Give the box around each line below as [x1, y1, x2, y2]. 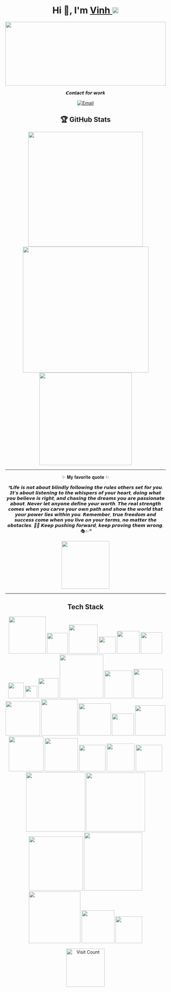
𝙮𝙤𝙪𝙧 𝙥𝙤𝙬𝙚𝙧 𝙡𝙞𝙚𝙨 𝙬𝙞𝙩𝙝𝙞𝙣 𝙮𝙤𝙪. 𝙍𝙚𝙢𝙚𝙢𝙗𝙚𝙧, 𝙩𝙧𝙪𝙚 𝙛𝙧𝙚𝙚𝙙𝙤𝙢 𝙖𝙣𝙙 [15, 511, 156, 517]
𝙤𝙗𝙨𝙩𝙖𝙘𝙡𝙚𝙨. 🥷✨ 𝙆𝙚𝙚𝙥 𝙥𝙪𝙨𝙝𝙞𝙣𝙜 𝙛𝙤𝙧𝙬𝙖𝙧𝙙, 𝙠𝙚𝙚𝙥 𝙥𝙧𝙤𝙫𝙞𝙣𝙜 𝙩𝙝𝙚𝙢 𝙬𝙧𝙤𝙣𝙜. [7, 522, 164, 528]
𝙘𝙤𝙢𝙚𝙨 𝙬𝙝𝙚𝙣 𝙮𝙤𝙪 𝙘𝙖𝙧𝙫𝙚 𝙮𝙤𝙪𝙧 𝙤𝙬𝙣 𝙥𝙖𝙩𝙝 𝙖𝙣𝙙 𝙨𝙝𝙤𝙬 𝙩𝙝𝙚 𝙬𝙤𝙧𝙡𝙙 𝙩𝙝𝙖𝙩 [8, 506, 163, 512]
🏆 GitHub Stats [60, 115, 111, 124]
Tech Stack [67, 603, 104, 611]
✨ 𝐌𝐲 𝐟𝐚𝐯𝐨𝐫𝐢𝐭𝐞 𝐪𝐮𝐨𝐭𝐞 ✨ [62, 474, 109, 480]
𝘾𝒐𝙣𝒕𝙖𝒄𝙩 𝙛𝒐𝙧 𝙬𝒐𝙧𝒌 [66, 89, 105, 96]
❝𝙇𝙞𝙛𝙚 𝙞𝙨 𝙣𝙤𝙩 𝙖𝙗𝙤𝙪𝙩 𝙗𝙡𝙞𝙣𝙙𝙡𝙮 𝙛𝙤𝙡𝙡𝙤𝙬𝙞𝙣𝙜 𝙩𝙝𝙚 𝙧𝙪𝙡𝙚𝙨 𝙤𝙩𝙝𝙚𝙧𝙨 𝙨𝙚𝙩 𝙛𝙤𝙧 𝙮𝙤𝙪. [7, 484, 164, 490]
